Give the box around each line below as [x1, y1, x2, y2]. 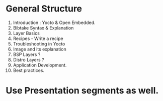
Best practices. [13, 67, 45, 73]
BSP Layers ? [13, 51, 41, 57]
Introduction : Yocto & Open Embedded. [13, 19, 96, 25]
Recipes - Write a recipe [13, 35, 63, 41]
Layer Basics [13, 30, 40, 36]
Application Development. [13, 62, 67, 68]
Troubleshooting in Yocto [13, 40, 65, 46]
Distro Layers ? [13, 56, 44, 62]
